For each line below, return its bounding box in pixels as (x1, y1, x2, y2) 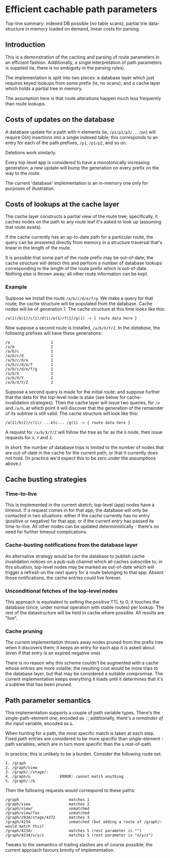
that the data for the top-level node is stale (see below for (5, 394, 126, 400)
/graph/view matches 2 (5, 802, 90, 807)
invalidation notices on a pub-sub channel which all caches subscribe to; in (5, 558, 163, 565)
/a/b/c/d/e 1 (5, 357, 53, 362)
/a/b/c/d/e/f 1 (5, 362, 53, 367)
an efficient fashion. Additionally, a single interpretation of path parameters (5, 59, 162, 65)
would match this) (5, 824, 44, 829)
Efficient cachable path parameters (5, 4, 157, 15)
